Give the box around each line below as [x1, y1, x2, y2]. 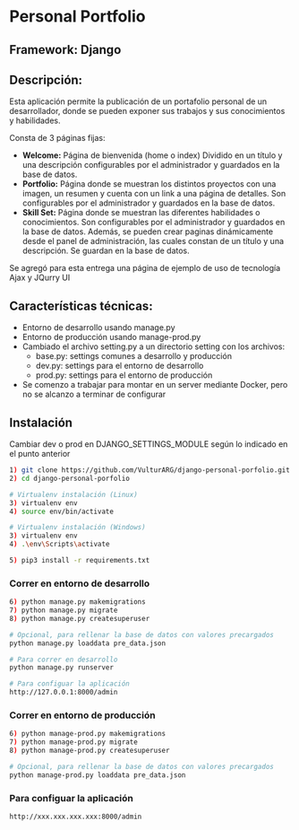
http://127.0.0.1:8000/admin [9, 688, 118, 697]
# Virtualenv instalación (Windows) [9, 523, 146, 532]
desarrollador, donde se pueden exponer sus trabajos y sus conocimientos [9, 106, 286, 117]
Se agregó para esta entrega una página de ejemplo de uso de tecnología [9, 263, 281, 274]
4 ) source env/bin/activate [9, 507, 115, 516]
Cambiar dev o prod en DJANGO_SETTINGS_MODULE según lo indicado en [9, 439, 288, 450]
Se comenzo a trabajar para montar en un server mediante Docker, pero [21, 380, 288, 390]
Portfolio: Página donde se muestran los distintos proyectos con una [21, 179, 277, 189]
